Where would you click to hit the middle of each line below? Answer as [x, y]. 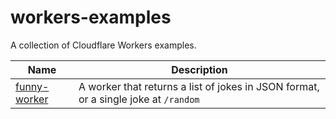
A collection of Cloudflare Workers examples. [103, 45]
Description [199, 69]
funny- [32, 86]
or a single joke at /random [139, 99]
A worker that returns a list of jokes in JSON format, [199, 86]
